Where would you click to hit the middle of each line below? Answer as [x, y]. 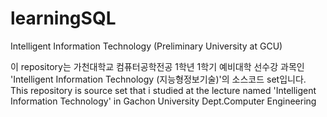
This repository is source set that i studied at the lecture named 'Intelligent [163, 90]
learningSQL [63, 18]
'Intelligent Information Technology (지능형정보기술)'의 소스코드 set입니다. [158, 79]
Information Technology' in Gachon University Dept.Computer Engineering [163, 101]
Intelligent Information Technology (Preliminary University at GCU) [146, 46]
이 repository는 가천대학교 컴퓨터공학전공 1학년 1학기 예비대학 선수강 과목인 [157, 66]
